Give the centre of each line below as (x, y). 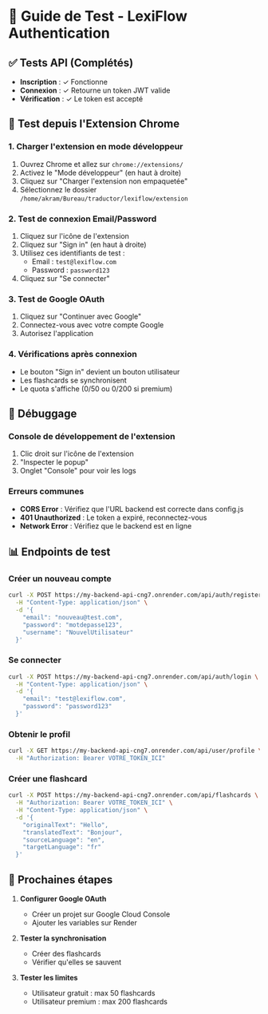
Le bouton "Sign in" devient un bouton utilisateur (100, 371)
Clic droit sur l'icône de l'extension (77, 454)
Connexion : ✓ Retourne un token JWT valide (95, 90)
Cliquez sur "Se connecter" (65, 278)
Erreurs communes (46, 492)
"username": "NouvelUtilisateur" (78, 632)
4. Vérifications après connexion (73, 355)
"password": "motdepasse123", (73, 625)
